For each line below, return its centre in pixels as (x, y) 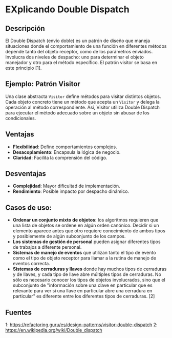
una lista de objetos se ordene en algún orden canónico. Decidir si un (86, 225)
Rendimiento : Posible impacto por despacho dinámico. (71, 191)
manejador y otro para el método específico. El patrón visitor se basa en (81, 62)
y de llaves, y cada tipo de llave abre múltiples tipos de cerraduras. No (87, 274)
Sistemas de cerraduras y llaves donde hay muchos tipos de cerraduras (90, 269)
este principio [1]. (24, 68)
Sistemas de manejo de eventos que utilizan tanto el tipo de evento (84, 253)
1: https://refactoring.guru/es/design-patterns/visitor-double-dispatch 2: (81, 325)
